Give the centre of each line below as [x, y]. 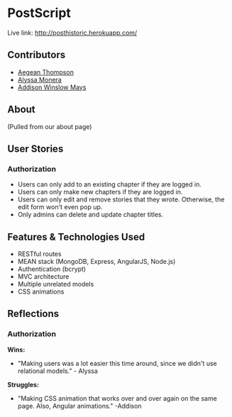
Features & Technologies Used [76, 237]
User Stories [35, 149]
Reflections [33, 314]
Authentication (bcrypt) [52, 269]
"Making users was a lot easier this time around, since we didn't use [117, 363]
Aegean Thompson [46, 72]
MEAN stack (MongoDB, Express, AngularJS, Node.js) [96, 262]
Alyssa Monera [39, 79]
